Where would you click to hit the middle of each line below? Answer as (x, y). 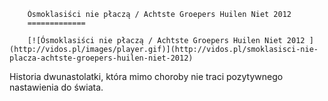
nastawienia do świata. (56, 87)
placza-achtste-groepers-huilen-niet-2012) (101, 58)
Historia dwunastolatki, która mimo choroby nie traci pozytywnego (146, 76)
